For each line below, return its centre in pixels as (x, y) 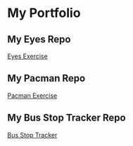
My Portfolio (44, 13)
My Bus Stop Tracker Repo (66, 118)
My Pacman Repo (46, 78)
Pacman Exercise (32, 95)
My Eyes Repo (39, 39)
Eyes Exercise (27, 56)
